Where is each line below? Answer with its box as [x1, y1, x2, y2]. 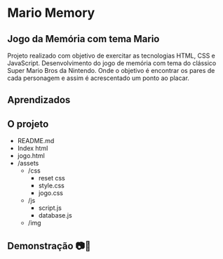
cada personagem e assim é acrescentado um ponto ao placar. [7, 74, 189, 82]
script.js [38, 204, 62, 212]
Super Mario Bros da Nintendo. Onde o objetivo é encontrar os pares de [7, 67, 215, 74]
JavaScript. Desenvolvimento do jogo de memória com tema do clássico [7, 59, 217, 67]
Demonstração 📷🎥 [7, 240, 91, 252]
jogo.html [17, 152, 46, 160]
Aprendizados [7, 94, 71, 106]
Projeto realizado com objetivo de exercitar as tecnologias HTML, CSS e [7, 51, 216, 60]
